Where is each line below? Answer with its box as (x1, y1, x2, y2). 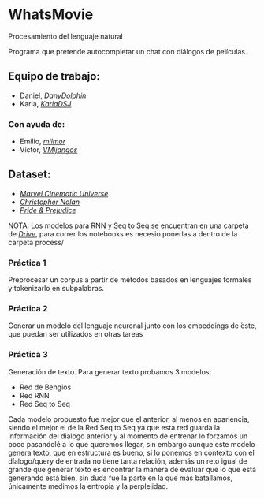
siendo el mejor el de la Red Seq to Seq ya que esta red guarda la (8, 423, 221, 432)
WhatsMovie (8, 6, 94, 24)
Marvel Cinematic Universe (19, 188, 109, 198)
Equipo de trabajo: (8, 69, 100, 84)
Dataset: (8, 168, 51, 181)
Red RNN (19, 390, 50, 400)
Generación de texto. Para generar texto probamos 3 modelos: (8, 367, 211, 376)
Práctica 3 (8, 349, 49, 360)
